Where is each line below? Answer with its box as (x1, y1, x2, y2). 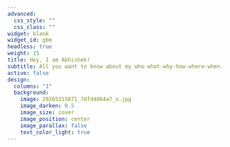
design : (7, 76, 31, 83)
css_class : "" (13, 23, 55, 30)
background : (13, 89, 50, 96)
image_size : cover (20, 109, 75, 116)
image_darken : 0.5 (20, 102, 75, 110)
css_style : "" (13, 17, 55, 24)
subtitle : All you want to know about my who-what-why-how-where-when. (7, 63, 224, 70)
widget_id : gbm (7, 37, 53, 44)
